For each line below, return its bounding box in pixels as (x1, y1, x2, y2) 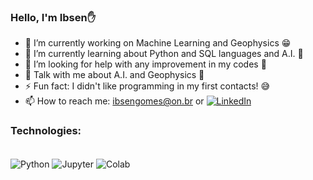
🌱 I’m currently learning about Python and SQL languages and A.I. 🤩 (24, 48, 304, 60)
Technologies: (10, 124, 82, 138)
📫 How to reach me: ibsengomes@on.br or (24, 95, 205, 107)
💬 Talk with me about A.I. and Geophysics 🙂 (24, 69, 205, 81)
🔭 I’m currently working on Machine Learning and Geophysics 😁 (24, 37, 292, 49)
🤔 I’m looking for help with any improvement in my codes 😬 (24, 58, 267, 70)
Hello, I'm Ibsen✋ (10, 10, 96, 24)
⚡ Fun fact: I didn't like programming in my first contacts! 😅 (24, 80, 271, 92)
